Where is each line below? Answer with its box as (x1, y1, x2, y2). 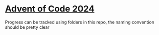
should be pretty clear (5, 24, 50, 30)
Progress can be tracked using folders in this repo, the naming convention (5, 19, 155, 25)
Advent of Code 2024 (5, 3, 94, 14)
